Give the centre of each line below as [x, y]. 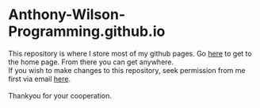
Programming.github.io [87, 31]
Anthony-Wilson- [67, 15]
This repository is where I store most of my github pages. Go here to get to [130, 53]
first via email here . [40, 79]
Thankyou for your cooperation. [60, 95]
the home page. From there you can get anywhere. [91, 62]
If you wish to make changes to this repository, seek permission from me [127, 70]
